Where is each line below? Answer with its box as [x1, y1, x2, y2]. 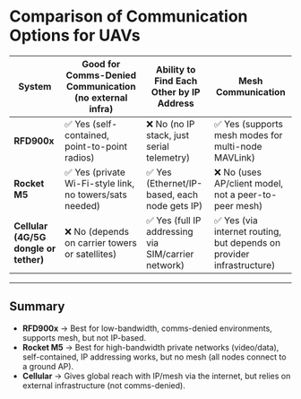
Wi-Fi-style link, [64, 177, 135, 189]
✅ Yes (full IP [146, 213, 202, 226]
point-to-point [64, 140, 128, 152]
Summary [9, 299, 65, 315]
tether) [13, 253, 45, 265]
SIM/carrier [146, 247, 194, 260]
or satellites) [64, 247, 117, 260]
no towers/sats [64, 188, 127, 201]
